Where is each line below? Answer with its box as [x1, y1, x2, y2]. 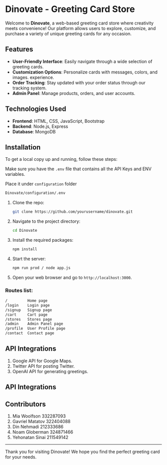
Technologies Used [5, 105, 66, 113]
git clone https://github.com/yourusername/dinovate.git [12, 209, 133, 214]
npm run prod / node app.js [12, 265, 71, 270]
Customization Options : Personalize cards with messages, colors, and [12, 69, 158, 75]
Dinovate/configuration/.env [5, 191, 66, 196]
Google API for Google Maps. [12, 358, 73, 364]
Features [5, 45, 33, 53]
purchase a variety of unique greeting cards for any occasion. [5, 30, 132, 36]
